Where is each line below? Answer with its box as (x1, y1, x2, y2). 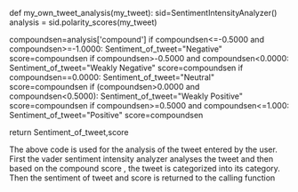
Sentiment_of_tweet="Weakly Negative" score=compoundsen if (9, 62, 244, 73)
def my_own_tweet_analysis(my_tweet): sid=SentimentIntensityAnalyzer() (9, 8, 278, 18)
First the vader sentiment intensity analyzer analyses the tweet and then (9, 154, 274, 164)
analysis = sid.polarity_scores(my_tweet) (9, 17, 157, 28)
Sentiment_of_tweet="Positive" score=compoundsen (9, 110, 204, 120)
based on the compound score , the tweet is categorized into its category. (9, 164, 280, 173)
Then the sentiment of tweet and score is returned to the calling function (9, 172, 276, 183)
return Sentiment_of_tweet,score (9, 127, 129, 137)
